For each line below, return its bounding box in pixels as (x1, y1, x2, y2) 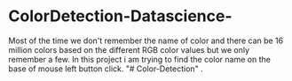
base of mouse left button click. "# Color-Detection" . (8, 63, 203, 74)
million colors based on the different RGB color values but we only (8, 44, 250, 55)
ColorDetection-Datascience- (8, 6, 233, 26)
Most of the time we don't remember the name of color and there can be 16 (8, 35, 284, 46)
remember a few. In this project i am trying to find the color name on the (8, 54, 272, 64)
